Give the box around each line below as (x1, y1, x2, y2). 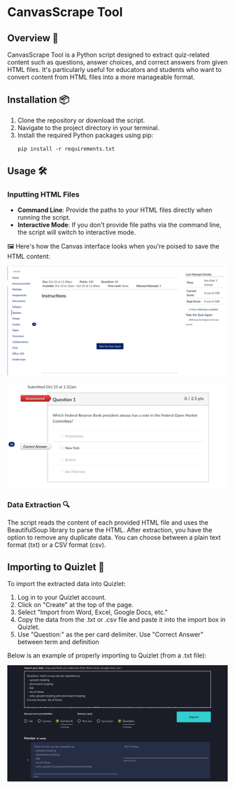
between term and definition (17, 638, 99, 646)
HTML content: (7, 252, 51, 260)
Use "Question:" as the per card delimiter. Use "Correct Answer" (17, 630, 204, 639)
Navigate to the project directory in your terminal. (17, 123, 159, 131)
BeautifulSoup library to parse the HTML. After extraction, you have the (7, 526, 213, 534)
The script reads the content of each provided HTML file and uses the (7, 518, 208, 527)
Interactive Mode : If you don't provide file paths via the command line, (17, 220, 222, 229)
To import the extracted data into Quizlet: (7, 580, 126, 588)
